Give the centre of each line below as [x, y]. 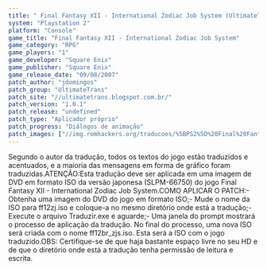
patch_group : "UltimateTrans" [58, 90]
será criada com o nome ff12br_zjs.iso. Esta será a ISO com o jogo [116, 232]
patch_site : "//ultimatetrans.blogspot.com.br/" [90, 97]
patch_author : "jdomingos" [53, 82]
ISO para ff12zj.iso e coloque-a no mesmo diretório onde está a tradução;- [130, 207]
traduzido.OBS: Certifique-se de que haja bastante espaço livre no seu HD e [133, 241]
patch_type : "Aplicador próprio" [64, 119]
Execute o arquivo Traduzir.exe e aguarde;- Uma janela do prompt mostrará [132, 216]
